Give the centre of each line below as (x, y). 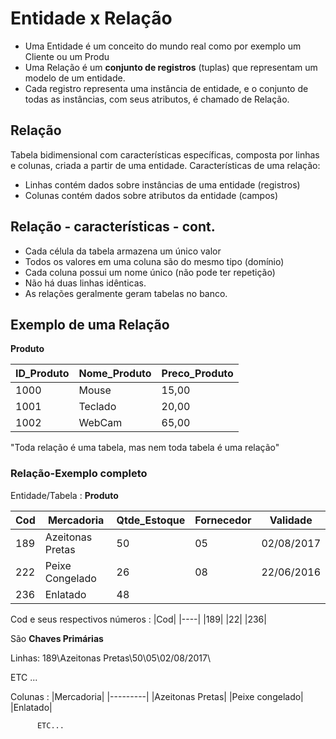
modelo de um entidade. (75, 78)
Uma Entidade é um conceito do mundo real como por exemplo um (163, 46)
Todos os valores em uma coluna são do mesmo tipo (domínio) (154, 261)
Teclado (97, 407)
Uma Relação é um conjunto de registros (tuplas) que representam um (171, 67)
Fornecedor (223, 520)
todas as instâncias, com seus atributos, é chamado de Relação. (157, 99)
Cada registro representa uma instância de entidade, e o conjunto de (166, 88)
